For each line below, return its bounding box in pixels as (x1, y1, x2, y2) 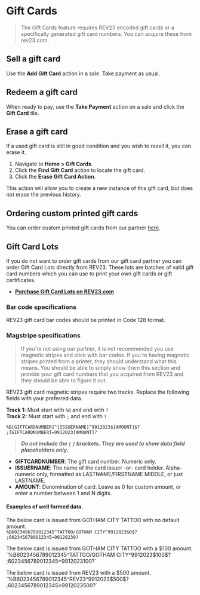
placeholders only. (20, 446, 69, 453)
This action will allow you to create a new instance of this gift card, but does (6, 185, 193, 192)
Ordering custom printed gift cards (6, 208, 139, 219)
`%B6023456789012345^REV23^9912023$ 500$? (6, 575, 130, 582)
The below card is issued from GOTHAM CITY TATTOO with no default (6, 516, 180, 523)
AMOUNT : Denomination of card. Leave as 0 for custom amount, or (14, 483, 181, 490)
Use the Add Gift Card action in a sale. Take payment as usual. (6, 70, 161, 77)
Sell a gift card (6, 54, 61, 64)
